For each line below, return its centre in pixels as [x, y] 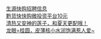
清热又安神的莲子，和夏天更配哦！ [47, 23]
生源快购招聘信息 [27, 8]
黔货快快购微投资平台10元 [37, 16]
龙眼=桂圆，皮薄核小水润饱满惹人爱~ [50, 30]
